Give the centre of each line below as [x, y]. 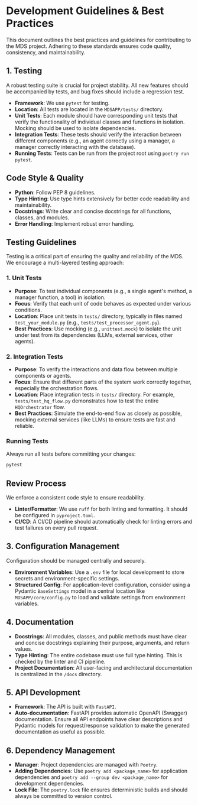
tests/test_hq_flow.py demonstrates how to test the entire [87, 401]
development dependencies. [49, 784]
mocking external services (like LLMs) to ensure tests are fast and [95, 419]
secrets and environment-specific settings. [67, 578]
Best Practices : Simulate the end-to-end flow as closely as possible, [98, 413]
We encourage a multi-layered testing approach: [65, 263]
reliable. [24, 426]
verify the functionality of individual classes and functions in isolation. [100, 122]
